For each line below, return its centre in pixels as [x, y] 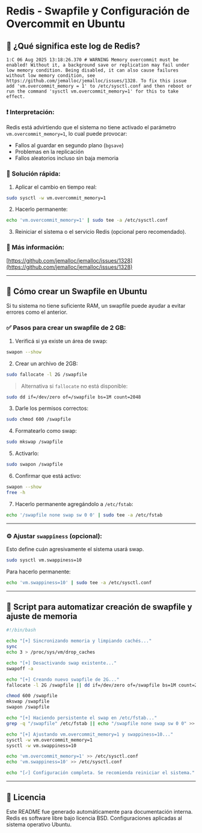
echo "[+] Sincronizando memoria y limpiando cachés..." [79, 641]
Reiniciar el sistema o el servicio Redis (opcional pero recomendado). [100, 232]
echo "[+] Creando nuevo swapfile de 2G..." [63, 679]
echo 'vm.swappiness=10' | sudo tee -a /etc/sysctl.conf [79, 582]
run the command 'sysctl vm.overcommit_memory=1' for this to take [93, 91]
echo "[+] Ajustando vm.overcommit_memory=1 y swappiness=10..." [90, 734]
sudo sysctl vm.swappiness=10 [44, 560]
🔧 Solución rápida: [34, 174]
